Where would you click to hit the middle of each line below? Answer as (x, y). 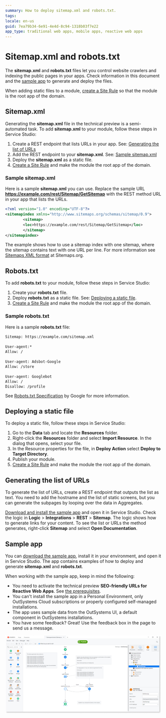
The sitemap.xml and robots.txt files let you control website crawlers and (81, 71)
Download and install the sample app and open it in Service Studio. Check (81, 513)
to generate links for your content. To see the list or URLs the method (76, 523)
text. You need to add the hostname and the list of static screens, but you (80, 498)
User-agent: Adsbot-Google (33, 361)
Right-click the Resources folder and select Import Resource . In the (82, 438)
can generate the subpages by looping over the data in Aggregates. (74, 503)
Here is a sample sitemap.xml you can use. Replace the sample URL (75, 189)
